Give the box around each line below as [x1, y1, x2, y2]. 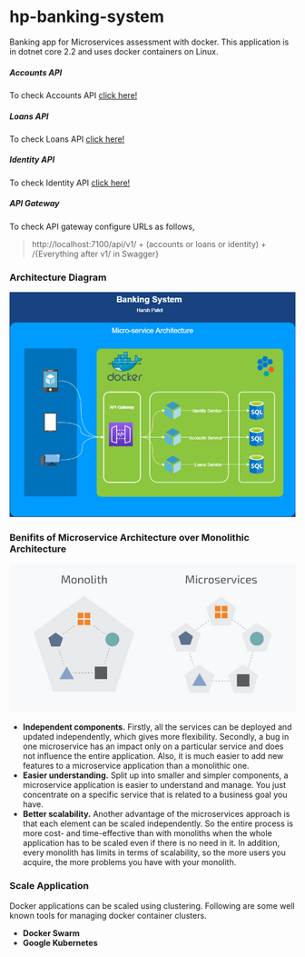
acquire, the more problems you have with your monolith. [22, 857, 237, 868]
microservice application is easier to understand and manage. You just [22, 780, 286, 791]
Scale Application [9, 880, 89, 892]
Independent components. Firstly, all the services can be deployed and [22, 722, 292, 733]
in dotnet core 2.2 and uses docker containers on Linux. [9, 45, 219, 56]
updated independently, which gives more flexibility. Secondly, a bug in [22, 732, 290, 743]
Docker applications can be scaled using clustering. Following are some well [9, 900, 295, 911]
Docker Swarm [22, 927, 80, 938]
